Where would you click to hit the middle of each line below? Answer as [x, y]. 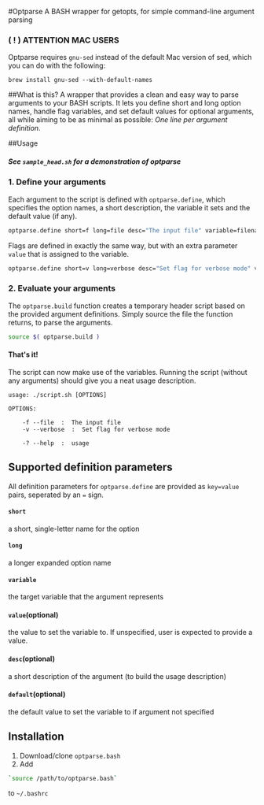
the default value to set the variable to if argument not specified [111, 711]
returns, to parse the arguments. [60, 322]
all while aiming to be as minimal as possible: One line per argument [118, 120]
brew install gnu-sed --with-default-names [81, 80]
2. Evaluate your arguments [62, 288]
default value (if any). [42, 216]
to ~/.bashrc [28, 793]
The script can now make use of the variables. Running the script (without [128, 372]
